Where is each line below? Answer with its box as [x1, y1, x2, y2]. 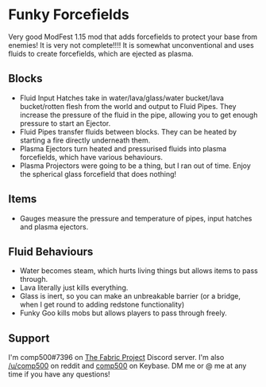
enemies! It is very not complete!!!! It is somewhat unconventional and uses [8, 40, 254, 49]
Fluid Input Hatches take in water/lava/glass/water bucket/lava [19, 93, 225, 103]
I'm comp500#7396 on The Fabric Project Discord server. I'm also [8, 353, 225, 362]
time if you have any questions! [8, 369, 110, 379]
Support [8, 331, 50, 345]
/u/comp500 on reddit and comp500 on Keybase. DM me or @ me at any [8, 361, 247, 371]
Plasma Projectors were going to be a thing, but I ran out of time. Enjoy [19, 161, 252, 170]
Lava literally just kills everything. [19, 283, 129, 292]
